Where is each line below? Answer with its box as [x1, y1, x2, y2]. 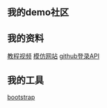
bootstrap [7, 93, 35, 102]
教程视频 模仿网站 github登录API [7, 52, 99, 60]
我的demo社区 [7, 6, 69, 19]
